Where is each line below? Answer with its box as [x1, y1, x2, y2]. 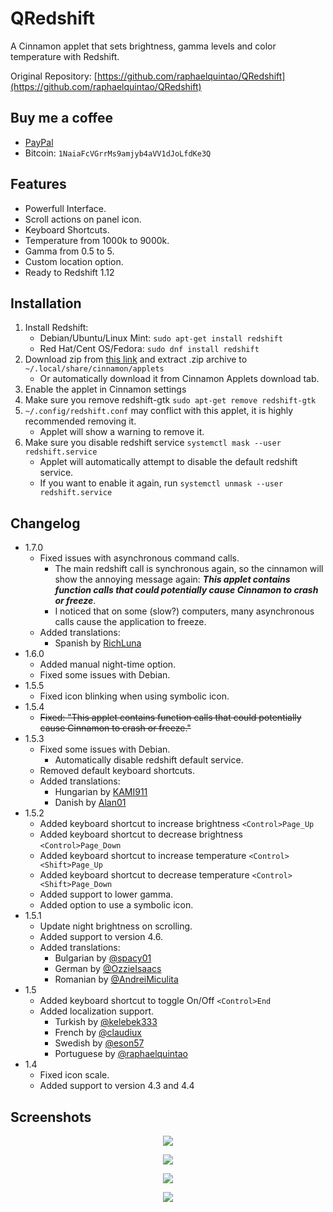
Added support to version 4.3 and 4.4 [39, 1080, 195, 1092]
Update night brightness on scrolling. [39, 920, 193, 932]
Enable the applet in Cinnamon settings [24, 383, 187, 396]
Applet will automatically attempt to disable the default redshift [39, 456, 298, 468]
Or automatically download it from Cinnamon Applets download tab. [39, 373, 320, 385]
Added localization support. [39, 1005, 155, 1017]
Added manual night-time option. [39, 658, 177, 671]
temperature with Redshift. [10, 50, 120, 62]
